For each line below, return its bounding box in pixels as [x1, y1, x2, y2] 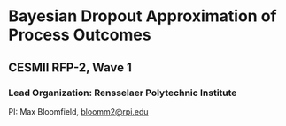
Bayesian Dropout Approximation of [8, 6, 277, 26]
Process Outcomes [8, 25, 151, 45]
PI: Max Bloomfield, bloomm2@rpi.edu [8, 106, 149, 116]
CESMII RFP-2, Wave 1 [8, 60, 132, 75]
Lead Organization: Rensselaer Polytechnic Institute [8, 86, 237, 99]
